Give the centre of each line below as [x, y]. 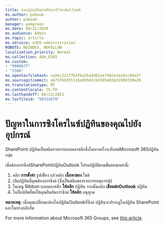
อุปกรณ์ [18, 135]
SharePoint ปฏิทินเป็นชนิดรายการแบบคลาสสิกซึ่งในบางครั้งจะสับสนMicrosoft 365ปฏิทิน [82, 149]
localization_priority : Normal [38, 52]
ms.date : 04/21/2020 [27, 29]
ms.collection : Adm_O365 [31, 57]
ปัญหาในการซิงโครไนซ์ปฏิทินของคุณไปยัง [73, 124]
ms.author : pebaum [24, 15]
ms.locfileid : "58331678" [32, 99]
